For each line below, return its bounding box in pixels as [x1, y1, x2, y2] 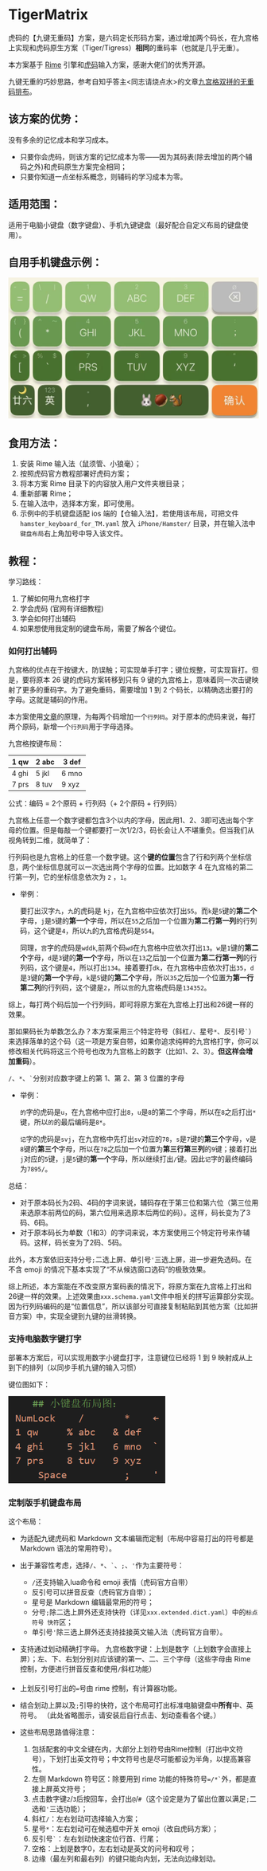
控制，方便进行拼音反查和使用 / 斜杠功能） [19, 1664, 157, 1674]
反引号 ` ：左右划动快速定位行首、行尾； [31, 1834, 161, 1844]
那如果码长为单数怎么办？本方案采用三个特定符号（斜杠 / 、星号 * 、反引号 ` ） [8, 1026, 256, 1036]
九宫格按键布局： [8, 739, 64, 748]
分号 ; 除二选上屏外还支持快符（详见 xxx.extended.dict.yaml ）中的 [31, 1607, 246, 1617]
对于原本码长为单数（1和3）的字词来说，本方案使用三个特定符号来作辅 [19, 1227, 250, 1237]
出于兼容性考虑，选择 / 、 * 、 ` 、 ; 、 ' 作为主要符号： [19, 1560, 184, 1571]
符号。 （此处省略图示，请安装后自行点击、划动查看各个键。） [19, 1711, 221, 1720]
